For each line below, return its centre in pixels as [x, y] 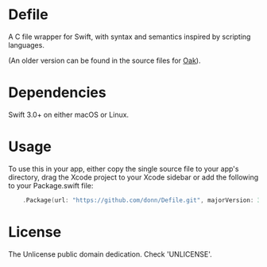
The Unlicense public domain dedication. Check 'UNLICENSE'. [110, 254]
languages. [27, 44]
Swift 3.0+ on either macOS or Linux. [69, 114]
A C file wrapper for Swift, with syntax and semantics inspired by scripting [130, 37]
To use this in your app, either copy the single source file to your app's [124, 168]
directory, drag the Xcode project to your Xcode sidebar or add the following [133, 177]
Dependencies [57, 93]
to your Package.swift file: [51, 185]
